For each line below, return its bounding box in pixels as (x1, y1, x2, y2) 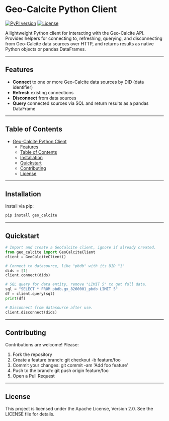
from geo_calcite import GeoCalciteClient (5, 250, 96, 255)
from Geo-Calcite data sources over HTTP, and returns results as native (5, 40, 154, 46)
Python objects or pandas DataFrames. (5, 46, 87, 52)
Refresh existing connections (12, 89, 74, 95)
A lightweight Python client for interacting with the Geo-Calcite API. (5, 30, 145, 36)
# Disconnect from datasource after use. (5, 305, 94, 310)
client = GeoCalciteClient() (5, 254, 66, 259)
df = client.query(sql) (5, 291, 55, 296)
